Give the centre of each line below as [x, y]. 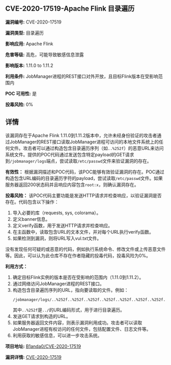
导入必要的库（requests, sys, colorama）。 [57, 213]
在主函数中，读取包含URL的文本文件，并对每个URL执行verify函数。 [83, 232]
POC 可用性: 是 [21, 94]
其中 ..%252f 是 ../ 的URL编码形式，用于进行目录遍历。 [68, 310]
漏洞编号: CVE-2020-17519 [34, 22]
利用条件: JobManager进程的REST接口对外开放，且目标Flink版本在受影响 [82, 76]
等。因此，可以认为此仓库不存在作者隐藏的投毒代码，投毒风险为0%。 [78, 255]
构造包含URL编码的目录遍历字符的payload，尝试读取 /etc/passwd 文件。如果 [84, 178]
